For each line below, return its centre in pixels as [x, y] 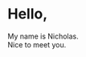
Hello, [28, 14]
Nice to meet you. [37, 44]
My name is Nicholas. [43, 36]
